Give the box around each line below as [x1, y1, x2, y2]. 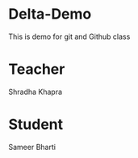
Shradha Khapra [8, 87, 63, 96]
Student [8, 115, 64, 134]
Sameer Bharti [8, 142, 56, 152]
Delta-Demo [8, 5, 92, 23]
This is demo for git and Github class [8, 32, 131, 41]
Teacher [8, 60, 65, 79]
